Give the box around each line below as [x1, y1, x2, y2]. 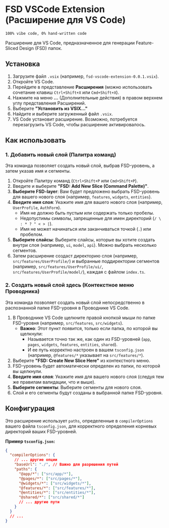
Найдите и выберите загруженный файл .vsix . [12, 111, 113, 117]
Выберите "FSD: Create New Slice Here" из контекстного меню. [12, 357, 150, 363]
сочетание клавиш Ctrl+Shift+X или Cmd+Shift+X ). [12, 89, 120, 95]
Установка [5, 60, 40, 69]
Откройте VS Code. [12, 78, 54, 84]
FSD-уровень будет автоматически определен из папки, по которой [12, 362, 160, 369]
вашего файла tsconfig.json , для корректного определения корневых [5, 423, 157, 429]
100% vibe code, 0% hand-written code [5, 31, 87, 36]
